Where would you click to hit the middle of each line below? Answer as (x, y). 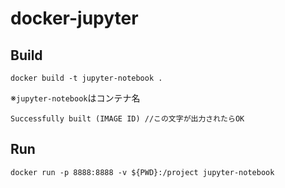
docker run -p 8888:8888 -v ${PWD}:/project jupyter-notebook (142, 172)
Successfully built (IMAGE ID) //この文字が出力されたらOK (127, 119)
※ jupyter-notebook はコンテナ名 (75, 98)
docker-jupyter (74, 18)
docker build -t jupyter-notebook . (86, 78)
